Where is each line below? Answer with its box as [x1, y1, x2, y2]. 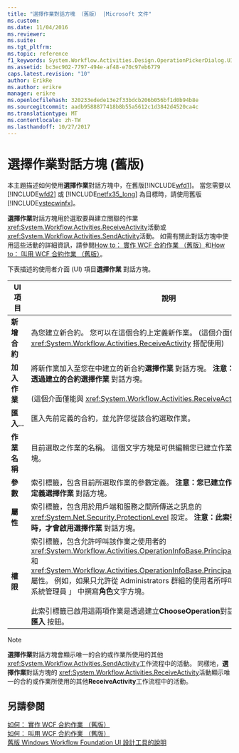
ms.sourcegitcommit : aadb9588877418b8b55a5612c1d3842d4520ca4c [7, 103, 199, 111]
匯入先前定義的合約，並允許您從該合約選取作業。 [31, 413, 195, 423]
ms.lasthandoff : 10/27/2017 [7, 123, 91, 131]
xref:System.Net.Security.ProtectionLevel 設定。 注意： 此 [31, 512, 223, 522]
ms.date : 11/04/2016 [7, 24, 69, 31]
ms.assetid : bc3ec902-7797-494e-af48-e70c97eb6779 [7, 64, 161, 71]
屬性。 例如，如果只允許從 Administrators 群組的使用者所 [31, 576, 221, 586]
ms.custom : [7, 17, 40, 24]
